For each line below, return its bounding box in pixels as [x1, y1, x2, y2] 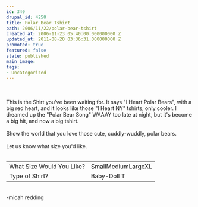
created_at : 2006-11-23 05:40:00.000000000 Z [6, 31, 121, 37]
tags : [6, 64, 20, 70]
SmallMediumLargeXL [90, 162, 153, 171]
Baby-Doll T [90, 172, 125, 180]
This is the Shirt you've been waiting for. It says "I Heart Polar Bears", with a [6, 99, 192, 106]
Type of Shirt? [9, 172, 49, 180]
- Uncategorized [6, 70, 46, 76]
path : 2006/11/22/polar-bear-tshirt [6, 25, 97, 32]
